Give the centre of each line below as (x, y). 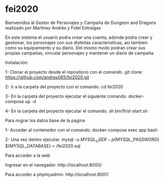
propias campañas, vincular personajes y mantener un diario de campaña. (80, 53)
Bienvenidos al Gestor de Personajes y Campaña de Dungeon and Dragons (81, 23)
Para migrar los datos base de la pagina (45, 120)
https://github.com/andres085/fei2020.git (47, 77)
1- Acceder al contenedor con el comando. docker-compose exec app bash (81, 130)
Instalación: (17, 62)
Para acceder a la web (28, 155)
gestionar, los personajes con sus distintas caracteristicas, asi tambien (76, 42)
